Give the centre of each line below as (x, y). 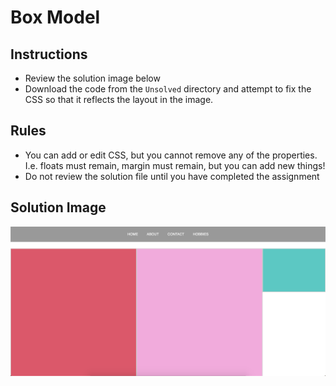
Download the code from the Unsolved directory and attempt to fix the (168, 89)
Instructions (49, 54)
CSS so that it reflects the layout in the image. (119, 99)
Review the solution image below (92, 78)
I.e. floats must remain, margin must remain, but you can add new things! (175, 165)
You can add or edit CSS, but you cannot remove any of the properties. (171, 155)
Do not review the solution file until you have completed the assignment (172, 176)
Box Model (55, 17)
